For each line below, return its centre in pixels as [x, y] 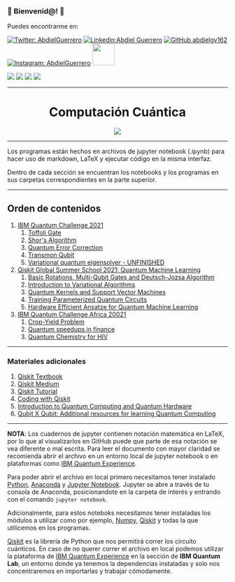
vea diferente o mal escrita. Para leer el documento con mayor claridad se [114, 449]
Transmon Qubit [51, 255]
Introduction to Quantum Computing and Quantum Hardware [105, 406]
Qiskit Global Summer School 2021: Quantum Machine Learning [109, 270]
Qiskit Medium [38, 384]
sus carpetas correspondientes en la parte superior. [82, 180]
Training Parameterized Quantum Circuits [87, 299]
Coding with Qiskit [44, 399]
